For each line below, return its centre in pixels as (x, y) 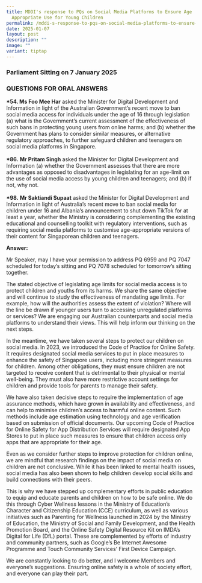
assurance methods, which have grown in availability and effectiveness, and (101, 403)
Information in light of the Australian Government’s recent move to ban (93, 108)
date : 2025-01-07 (28, 29)
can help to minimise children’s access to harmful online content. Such (94, 410)
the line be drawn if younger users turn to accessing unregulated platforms (99, 310)
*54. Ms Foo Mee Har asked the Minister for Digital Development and (92, 101)
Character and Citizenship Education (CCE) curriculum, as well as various (97, 510)
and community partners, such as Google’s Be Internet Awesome (87, 542)
